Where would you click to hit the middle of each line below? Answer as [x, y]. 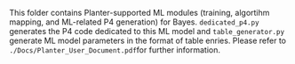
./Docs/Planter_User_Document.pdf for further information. [115, 50]
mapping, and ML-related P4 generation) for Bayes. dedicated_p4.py [134, 22]
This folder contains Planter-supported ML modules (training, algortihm [140, 13]
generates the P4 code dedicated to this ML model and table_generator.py [147, 31]
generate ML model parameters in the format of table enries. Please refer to [148, 40]
